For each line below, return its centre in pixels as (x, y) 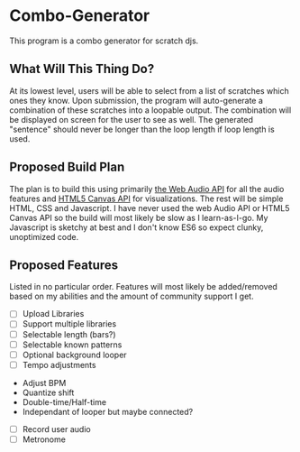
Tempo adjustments (59, 364)
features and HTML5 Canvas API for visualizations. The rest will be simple (146, 198)
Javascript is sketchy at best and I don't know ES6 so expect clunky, (136, 227)
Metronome (44, 439)
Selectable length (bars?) (69, 334)
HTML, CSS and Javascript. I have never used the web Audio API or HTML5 (150, 208)
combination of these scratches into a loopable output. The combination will (150, 110)
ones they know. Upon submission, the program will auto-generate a (136, 100)
